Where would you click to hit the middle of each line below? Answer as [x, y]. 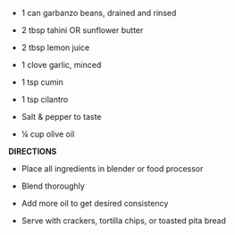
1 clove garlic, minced [61, 65]
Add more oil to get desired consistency [95, 203]
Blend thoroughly [53, 186]
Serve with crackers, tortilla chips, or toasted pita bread [124, 221]
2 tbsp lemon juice [55, 47]
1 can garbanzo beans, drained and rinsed [99, 13]
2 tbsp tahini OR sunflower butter [82, 30]
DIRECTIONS [33, 151]
